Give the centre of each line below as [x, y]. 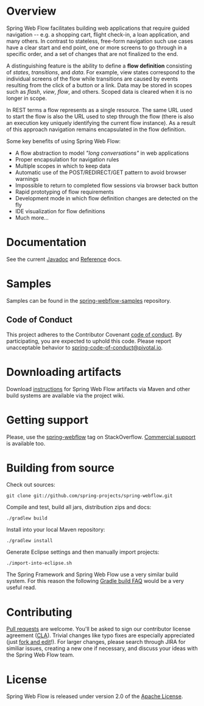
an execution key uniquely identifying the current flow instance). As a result [101, 122]
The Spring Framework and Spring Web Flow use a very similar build [92, 574]
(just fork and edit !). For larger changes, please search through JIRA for [96, 642]
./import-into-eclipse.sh [39, 563]
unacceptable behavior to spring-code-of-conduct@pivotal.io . [85, 347]
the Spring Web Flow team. [40, 655]
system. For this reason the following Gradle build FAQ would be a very [95, 581]
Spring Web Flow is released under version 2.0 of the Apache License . [95, 696]
